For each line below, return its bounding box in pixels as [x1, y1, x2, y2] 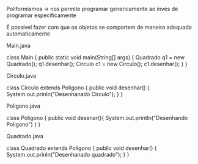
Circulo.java [6, 72, 37, 79]
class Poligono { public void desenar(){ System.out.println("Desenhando [6, 114, 188, 121]
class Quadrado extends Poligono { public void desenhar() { [6, 144, 157, 152]
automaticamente [6, 30, 51, 37]
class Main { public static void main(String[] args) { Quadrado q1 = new [6, 54, 185, 61]
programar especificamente [6, 12, 76, 19]
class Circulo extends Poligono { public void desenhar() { [6, 84, 150, 91]
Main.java [6, 42, 31, 49]
